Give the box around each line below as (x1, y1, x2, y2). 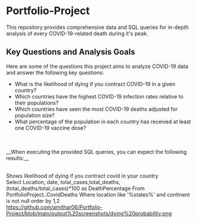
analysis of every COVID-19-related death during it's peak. (6, 29, 149, 37)
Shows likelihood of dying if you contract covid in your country (6, 172, 159, 179)
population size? (14, 112, 55, 119)
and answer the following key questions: (6, 69, 104, 76)
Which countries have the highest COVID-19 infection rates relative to (14, 93, 184, 100)
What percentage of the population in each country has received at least (14, 118, 191, 125)
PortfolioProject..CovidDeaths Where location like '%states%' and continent (6, 191, 191, 198)
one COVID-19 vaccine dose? (14, 124, 87, 131)
